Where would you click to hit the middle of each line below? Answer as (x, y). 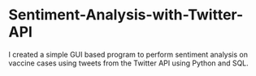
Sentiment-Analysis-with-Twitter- (126, 15)
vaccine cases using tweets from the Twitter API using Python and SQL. (129, 63)
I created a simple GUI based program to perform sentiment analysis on (128, 54)
